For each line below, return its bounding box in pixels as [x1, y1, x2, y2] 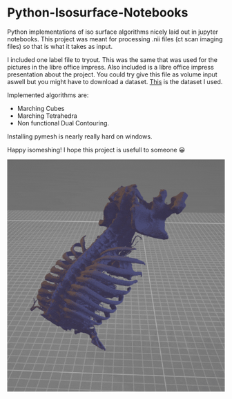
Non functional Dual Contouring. [17, 119, 109, 127]
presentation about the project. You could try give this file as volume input [7, 70, 217, 79]
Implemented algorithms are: [7, 91, 89, 99]
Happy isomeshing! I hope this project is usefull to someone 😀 [7, 145, 186, 154]
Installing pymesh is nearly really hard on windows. [7, 132, 153, 141]
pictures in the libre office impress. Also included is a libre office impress [7, 63, 214, 71]
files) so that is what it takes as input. [7, 42, 113, 50]
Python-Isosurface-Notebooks [7, 5, 188, 21]
